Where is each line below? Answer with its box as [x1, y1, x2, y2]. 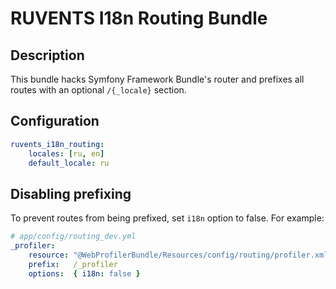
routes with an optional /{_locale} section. [10, 84, 187, 96]
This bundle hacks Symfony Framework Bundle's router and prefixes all [10, 73, 305, 85]
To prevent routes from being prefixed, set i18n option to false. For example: [10, 212, 325, 224]
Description [10, 47, 85, 64]
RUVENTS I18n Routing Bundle [10, 7, 268, 30]
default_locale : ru [28, 158, 110, 168]
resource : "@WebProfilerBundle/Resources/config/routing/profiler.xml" [28, 250, 333, 260]
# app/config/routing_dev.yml [10, 232, 137, 242]
